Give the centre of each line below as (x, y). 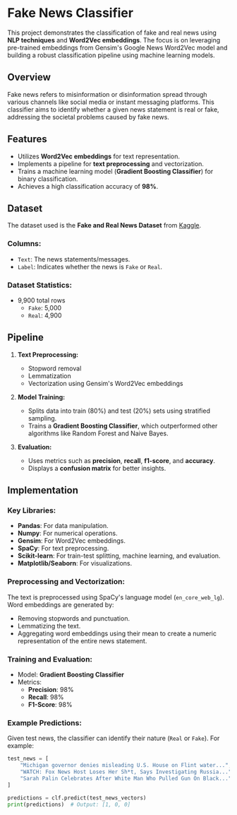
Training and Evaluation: (50, 659)
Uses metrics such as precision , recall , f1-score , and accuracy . (121, 460)
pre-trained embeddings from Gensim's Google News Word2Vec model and (117, 47)
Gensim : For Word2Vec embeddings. (71, 541)
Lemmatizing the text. (49, 626)
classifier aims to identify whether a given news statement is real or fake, (114, 109)
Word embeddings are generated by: (61, 604)
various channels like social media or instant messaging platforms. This (111, 102)
